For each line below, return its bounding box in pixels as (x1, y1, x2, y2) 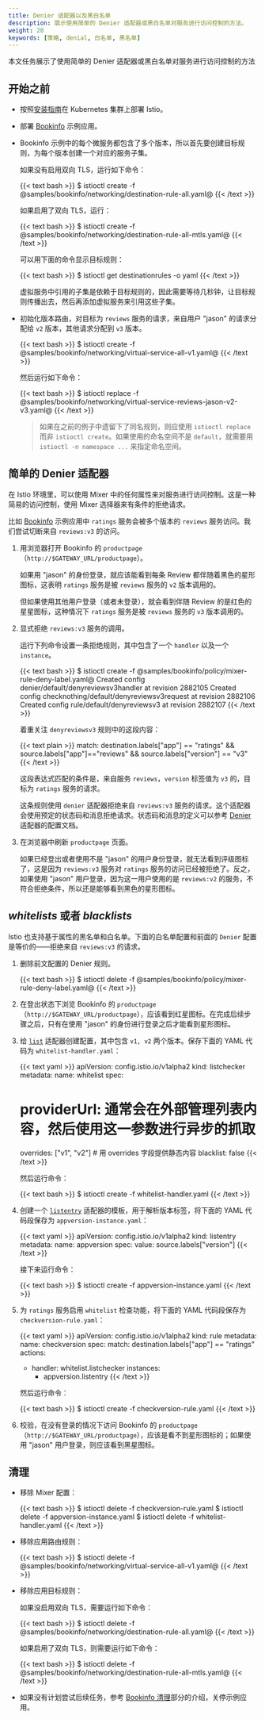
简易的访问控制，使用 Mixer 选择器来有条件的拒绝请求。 (8, 499, 190, 508)
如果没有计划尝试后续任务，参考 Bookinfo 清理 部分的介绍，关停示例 (19, 1693, 240, 1702)
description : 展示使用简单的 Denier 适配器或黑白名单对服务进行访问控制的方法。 (8, 19, 248, 27)
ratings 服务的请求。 (35, 783, 104, 793)
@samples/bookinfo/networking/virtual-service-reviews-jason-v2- (19, 397, 238, 407)
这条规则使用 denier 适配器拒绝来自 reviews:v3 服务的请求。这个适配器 (19, 800, 252, 810)
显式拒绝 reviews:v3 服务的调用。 (19, 624, 129, 633)
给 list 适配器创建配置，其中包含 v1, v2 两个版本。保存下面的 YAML (19, 1036, 244, 1046)
